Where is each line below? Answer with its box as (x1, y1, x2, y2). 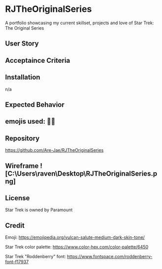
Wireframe (5, 162, 39, 170)
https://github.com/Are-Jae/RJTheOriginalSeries (5, 147, 104, 153)
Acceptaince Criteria (5, 56, 70, 65)
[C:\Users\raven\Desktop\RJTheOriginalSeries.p (5, 169, 158, 178)
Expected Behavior (5, 100, 65, 109)
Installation (5, 73, 40, 82)
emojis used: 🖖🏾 (5, 117, 56, 126)
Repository (5, 134, 40, 142)
